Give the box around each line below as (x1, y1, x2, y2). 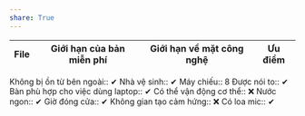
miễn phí (68, 53, 107, 66)
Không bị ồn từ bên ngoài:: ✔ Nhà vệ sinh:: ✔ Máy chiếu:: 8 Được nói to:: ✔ (9, 76, 289, 87)
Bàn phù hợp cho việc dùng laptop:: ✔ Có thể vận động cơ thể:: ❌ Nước (9, 85, 277, 96)
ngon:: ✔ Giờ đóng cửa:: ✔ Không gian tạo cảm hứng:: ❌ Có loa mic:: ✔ (9, 96, 275, 107)
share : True (9, 13, 54, 23)
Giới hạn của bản (50, 42, 125, 54)
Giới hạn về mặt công (149, 42, 244, 54)
